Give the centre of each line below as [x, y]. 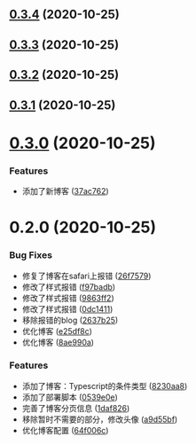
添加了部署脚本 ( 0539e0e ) [70, 397]
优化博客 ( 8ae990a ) [58, 342]
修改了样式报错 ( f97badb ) [69, 286]
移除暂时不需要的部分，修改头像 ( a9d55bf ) [100, 419]
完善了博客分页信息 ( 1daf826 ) [76, 408]
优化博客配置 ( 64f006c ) [65, 430]
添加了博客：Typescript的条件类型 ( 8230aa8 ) [105, 386]
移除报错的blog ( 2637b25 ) [70, 320]
